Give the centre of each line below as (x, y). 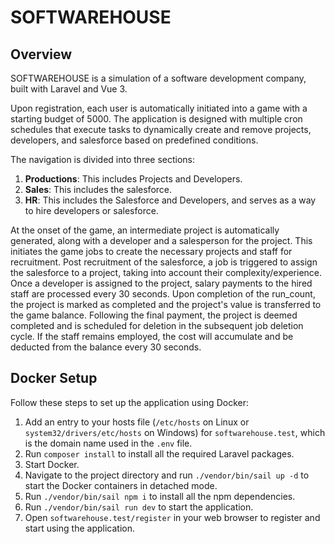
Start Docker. (52, 464)
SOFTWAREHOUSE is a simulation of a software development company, (158, 78)
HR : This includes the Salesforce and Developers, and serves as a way (170, 200)
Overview (41, 54)
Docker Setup (54, 378)
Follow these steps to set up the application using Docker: (129, 402)
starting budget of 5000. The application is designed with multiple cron (156, 119)
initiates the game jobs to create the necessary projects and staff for (151, 251)
